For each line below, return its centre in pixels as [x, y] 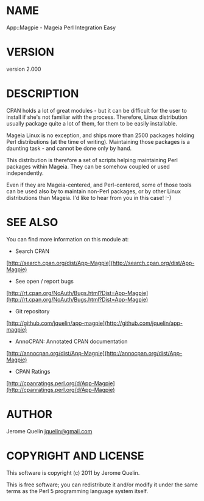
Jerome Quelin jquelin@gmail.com [49, 431]
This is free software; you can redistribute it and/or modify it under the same [102, 485]
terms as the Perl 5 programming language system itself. [77, 491]
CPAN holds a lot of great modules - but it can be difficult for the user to [97, 110]
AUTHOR [30, 414]
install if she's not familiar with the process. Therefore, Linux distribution [97, 117]
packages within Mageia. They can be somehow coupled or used [88, 166]
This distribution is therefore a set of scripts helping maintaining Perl [92, 160]
